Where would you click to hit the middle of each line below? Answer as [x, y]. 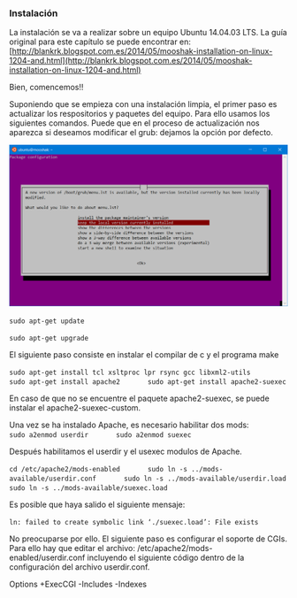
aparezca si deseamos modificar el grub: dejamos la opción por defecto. [141, 133]
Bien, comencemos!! [46, 88]
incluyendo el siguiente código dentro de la [166, 558]
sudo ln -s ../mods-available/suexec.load [88, 488]
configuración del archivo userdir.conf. [80, 567]
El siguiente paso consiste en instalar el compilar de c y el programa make [144, 355]
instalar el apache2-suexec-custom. [75, 408]
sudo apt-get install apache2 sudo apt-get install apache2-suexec [148, 382]
